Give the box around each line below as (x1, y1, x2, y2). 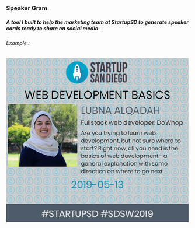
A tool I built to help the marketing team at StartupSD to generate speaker (6, 19, 189, 26)
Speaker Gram (6, 4, 48, 12)
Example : (6, 39, 30, 46)
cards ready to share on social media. (6, 24, 100, 31)
